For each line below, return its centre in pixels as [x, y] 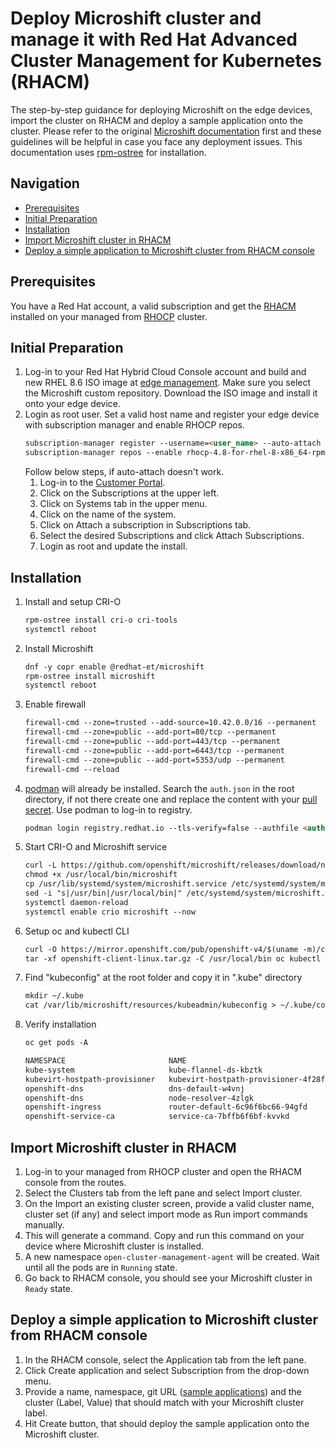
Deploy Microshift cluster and [136, 18]
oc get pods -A [56, 1043]
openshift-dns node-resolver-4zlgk [139, 1098]
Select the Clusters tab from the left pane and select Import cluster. [163, 1193]
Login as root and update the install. [113, 546]
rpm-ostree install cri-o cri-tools [101, 620]
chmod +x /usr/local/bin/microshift [101, 875]
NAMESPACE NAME [105, 1061]
